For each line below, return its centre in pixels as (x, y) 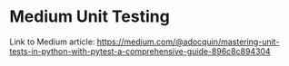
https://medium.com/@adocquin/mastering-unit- (188, 42)
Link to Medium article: (52, 42)
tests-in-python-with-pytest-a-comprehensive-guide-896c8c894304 (140, 51)
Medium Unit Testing (90, 17)
